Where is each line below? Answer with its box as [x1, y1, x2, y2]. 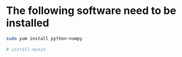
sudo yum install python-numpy [6, 35, 83, 41]
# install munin [6, 47, 46, 52]
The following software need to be [6, 4, 177, 17]
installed [6, 16, 49, 30]
